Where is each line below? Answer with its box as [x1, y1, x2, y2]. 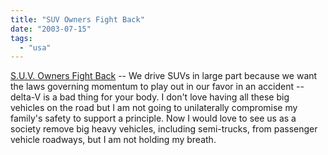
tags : [10, 33, 33, 43]
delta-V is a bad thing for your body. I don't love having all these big [10, 91, 290, 103]
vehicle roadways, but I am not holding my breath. [10, 134, 217, 146]
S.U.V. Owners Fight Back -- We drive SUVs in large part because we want [10, 70, 318, 82]
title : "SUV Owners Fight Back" [10, 14, 145, 25]
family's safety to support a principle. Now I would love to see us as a [10, 112, 297, 125]
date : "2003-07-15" [10, 24, 92, 34]
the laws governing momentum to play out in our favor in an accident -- [10, 81, 305, 93]
